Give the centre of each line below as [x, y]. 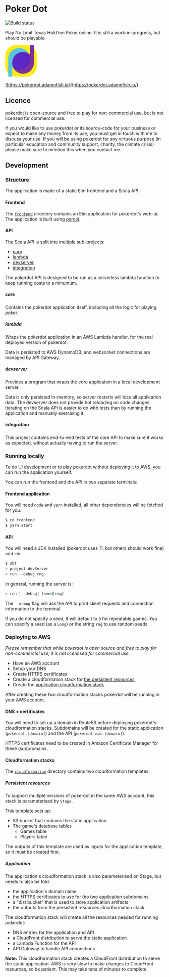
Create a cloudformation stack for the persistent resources [73, 679]
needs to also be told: [28, 882]
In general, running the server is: [39, 584]
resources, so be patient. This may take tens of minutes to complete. [76, 969]
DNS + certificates [25, 712]
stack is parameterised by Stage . [39, 801]
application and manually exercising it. [45, 413]
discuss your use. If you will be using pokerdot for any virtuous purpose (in [83, 139]
